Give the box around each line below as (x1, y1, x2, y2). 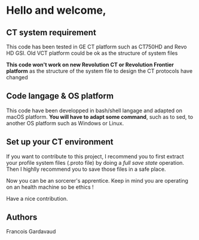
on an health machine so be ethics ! (6, 183, 94, 190)
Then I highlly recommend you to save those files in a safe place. (6, 165, 166, 173)
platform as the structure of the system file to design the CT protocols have (6, 67, 193, 75)
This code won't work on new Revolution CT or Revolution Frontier (6, 61, 174, 68)
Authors (6, 213, 38, 223)
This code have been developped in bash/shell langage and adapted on (6, 107, 183, 114)
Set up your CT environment (6, 137, 114, 147)
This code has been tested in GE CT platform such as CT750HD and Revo (6, 43, 187, 50)
